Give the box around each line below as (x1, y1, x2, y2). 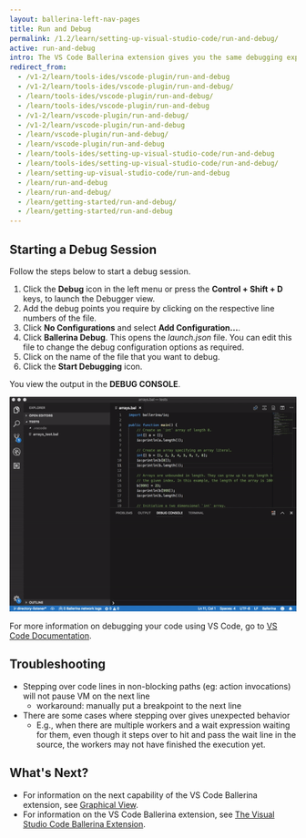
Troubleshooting (9, 657, 107, 672)
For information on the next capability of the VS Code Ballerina (22, 789, 258, 801)
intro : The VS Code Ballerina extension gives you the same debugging (9, 53, 283, 63)
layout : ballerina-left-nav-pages (9, 15, 141, 24)
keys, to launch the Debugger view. (22, 292, 156, 304)
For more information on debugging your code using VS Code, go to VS (9, 620, 278, 632)
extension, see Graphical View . (22, 799, 139, 810)
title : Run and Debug (9, 24, 92, 34)
